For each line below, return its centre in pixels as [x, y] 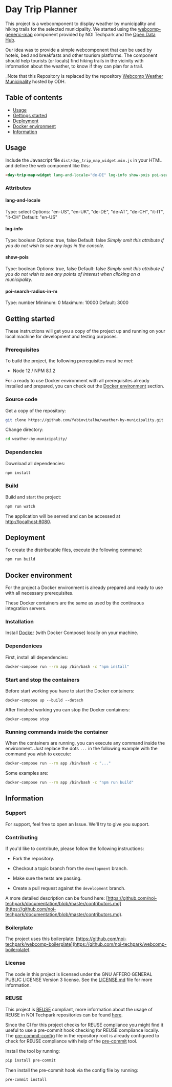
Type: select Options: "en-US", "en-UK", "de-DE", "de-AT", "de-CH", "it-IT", [85, 211]
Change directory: [24, 430]
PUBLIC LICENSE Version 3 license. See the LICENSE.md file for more [79, 980]
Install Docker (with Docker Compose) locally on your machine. [72, 633]
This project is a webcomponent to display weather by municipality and [80, 24]
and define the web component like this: [48, 165]
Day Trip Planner [41, 9]
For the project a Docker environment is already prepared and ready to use [84, 588]
